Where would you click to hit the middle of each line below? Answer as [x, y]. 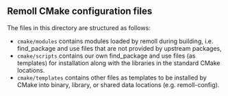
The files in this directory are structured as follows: [79, 27]
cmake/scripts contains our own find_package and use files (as [106, 56]
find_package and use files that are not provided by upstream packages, [119, 48]
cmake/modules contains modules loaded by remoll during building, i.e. [115, 41]
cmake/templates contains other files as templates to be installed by [112, 77]
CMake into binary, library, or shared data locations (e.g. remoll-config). [118, 84]
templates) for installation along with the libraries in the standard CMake [118, 63]
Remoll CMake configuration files [80, 11]
